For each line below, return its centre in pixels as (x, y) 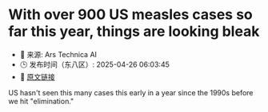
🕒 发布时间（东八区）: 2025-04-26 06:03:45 (94, 64)
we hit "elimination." (41, 101)
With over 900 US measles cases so (131, 15)
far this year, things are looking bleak (134, 31)
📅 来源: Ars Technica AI (58, 54)
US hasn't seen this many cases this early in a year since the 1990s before (131, 92)
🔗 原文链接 (37, 76)
